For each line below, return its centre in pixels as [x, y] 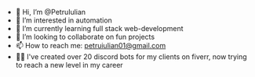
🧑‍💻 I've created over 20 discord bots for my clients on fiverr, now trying [131, 57]
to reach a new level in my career [69, 65]
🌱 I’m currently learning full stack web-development [99, 28]
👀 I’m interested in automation [64, 20]
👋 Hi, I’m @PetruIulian [51, 12]
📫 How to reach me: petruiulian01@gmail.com [91, 45]
